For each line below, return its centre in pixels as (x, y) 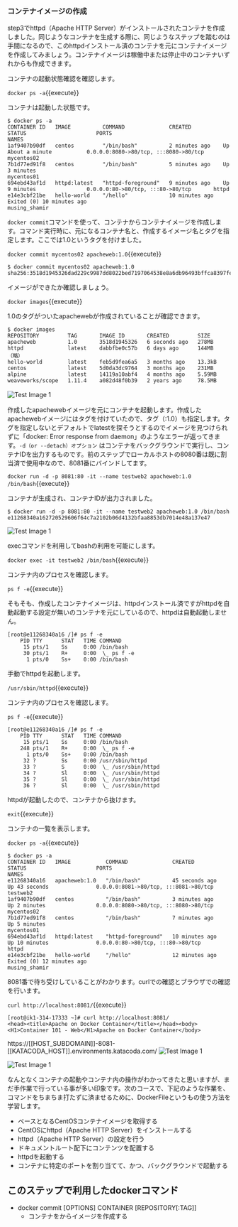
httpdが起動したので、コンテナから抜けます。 (74, 800)
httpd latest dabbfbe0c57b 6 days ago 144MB (110, 348)
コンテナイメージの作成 (47, 11)
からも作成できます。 (44, 64)
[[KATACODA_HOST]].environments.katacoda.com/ (82, 1051)
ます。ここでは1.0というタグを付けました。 (82, 240)
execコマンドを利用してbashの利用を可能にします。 (83, 546)
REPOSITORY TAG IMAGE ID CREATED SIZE (109, 336)
